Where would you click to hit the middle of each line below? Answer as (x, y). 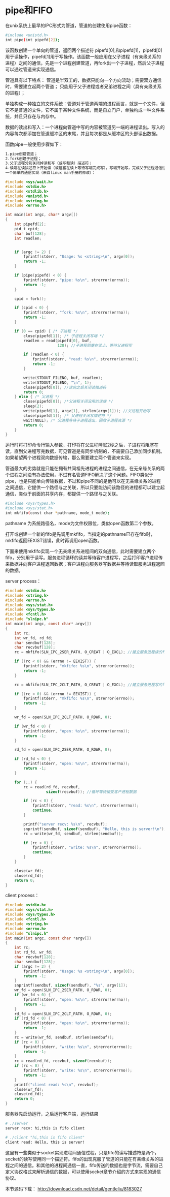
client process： (22, 896)
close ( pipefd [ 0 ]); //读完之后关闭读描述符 (65, 387)
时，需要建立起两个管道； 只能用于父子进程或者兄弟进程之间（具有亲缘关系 (83, 86)
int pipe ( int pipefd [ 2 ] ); (32, 40)
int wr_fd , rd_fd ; (34, 638)
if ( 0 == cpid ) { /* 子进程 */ (46, 331)
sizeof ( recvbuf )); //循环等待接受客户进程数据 (91, 792)
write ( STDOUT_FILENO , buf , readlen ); (63, 378)
